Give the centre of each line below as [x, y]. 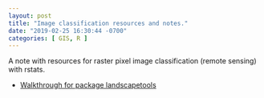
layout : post [30, 16]
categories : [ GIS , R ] [48, 38]
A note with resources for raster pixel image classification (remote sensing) [132, 61]
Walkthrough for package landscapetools [88, 85]
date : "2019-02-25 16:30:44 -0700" [68, 31]
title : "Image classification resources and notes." [98, 23]
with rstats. [27, 70]
